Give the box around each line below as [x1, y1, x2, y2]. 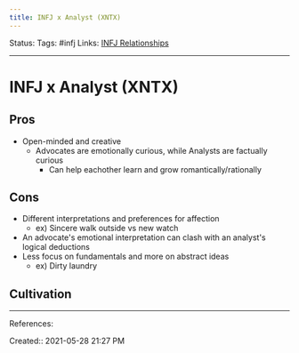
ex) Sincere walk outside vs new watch [35, 223, 179, 234]
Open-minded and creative [21, 135, 122, 147]
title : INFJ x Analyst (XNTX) [9, 12, 122, 22]
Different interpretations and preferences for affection [21, 213, 220, 224]
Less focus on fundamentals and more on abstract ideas [21, 251, 230, 262]
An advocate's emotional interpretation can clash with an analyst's [21, 232, 266, 243]
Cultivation [9, 286, 72, 301]
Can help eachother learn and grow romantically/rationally [48, 164, 263, 174]
